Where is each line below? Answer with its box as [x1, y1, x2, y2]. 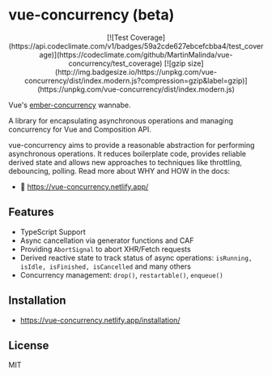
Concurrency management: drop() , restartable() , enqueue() [19, 270, 224, 279]
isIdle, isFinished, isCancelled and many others [19, 261, 192, 271]
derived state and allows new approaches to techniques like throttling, [8, 157, 243, 167]
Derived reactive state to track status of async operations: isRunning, [19, 253, 253, 262]
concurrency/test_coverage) [68, 58, 163, 68]
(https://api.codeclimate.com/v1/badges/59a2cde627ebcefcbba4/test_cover [8, 41, 264, 50]
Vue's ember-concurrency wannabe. [8, 100, 131, 110]
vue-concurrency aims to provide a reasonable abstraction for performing [8, 140, 255, 149]
